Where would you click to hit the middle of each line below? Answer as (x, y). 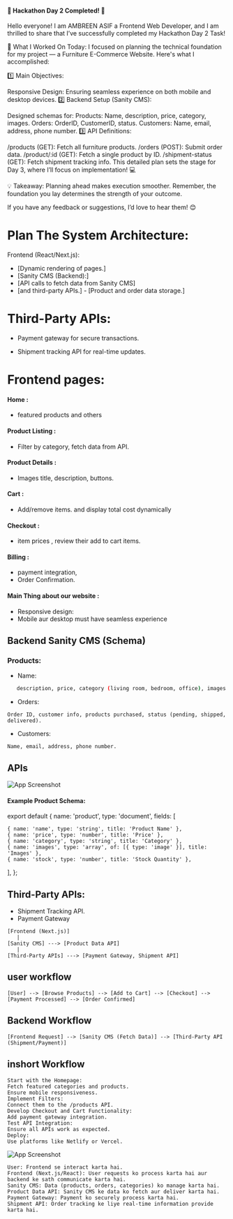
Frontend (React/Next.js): (44, 255)
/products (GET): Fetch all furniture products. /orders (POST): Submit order (115, 147)
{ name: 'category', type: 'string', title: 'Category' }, (95, 842)
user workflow (39, 977)
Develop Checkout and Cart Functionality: (70, 1111)
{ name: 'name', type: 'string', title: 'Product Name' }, (95, 829)
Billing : (18, 557)
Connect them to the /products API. (60, 1105)
